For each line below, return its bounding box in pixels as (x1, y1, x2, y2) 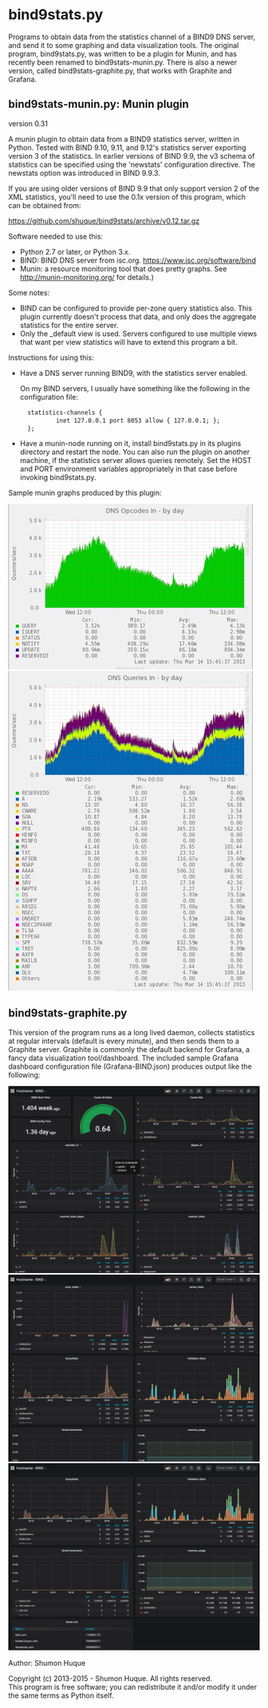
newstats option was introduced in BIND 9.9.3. (8, 168, 161, 177)
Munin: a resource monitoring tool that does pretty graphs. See (19, 263, 227, 273)
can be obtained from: (8, 200, 81, 210)
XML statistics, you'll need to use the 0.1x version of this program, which (8, 192, 246, 201)
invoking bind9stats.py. (19, 472, 97, 482)
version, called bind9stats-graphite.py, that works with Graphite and (8, 65, 232, 75)
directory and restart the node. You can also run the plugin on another (19, 447, 250, 457)
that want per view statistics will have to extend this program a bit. (19, 337, 238, 346)
